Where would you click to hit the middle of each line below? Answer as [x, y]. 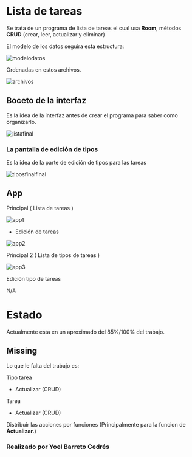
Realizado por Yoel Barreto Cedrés [58, 447]
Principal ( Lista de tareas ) [40, 208]
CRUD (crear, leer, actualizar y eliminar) [56, 34]
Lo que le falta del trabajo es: [43, 365]
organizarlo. [21, 122]
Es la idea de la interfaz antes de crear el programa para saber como [92, 115]
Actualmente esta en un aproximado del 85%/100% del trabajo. [86, 332]
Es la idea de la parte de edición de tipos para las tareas [77, 163]
